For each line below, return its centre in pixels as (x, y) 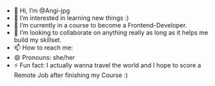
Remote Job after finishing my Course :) (71, 75)
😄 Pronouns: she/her (44, 57)
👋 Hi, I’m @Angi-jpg (42, 11)
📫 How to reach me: (43, 47)
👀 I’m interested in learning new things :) (71, 18)
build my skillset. (38, 40)
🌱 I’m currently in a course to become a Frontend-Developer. (100, 25)
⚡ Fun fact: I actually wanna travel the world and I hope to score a (107, 65)
